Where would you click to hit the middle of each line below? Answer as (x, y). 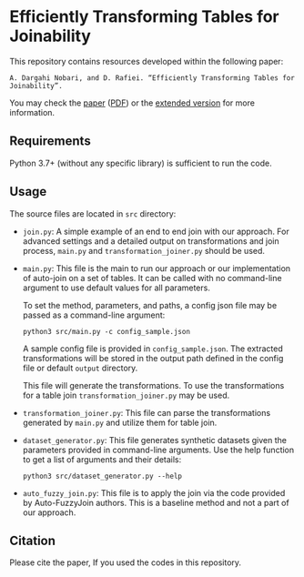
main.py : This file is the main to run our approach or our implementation (157, 268)
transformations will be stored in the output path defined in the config (153, 358)
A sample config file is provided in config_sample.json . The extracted (153, 349)
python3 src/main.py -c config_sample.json (106, 331)
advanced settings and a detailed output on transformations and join (151, 241)
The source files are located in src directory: (93, 213)
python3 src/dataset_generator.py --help (102, 476)
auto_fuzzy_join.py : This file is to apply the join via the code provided (154, 492)
